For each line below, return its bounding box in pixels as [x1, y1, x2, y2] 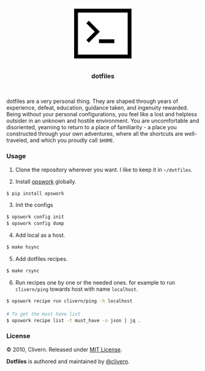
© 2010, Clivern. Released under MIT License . [6, 345, 122, 353]
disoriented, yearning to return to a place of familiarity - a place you [6, 124, 177, 131]
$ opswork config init [6, 214, 64, 220]
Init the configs [15, 201, 53, 209]
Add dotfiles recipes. [15, 255, 68, 263]
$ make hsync [6, 244, 40, 250]
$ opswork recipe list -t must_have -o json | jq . [6, 317, 141, 323]
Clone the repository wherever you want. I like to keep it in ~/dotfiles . [15, 166, 193, 173]
